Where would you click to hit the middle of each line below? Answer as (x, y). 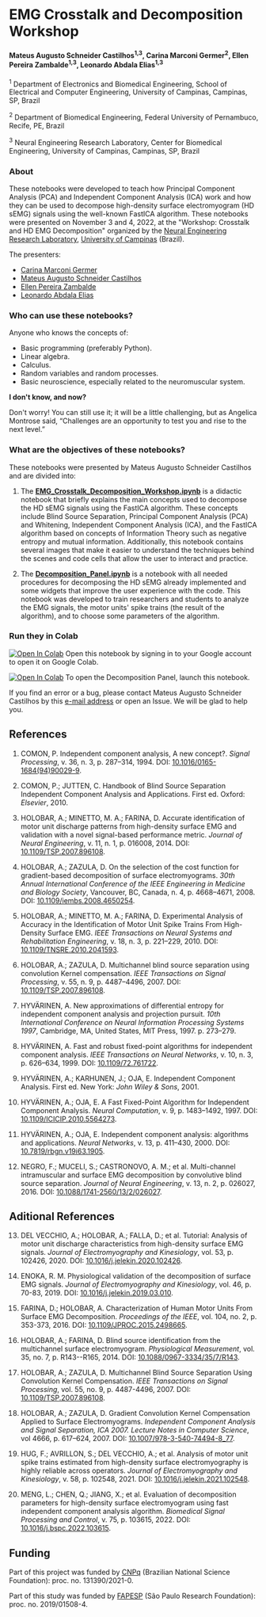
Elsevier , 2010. (44, 803)
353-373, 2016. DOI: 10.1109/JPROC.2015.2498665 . (104, 1325)
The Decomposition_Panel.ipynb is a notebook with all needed (124, 574)
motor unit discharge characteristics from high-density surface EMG (132, 1244)
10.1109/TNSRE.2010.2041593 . (70, 949)
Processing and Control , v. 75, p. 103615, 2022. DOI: (105, 1520)
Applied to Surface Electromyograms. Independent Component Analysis (138, 1422)
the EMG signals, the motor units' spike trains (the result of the (122, 607)
